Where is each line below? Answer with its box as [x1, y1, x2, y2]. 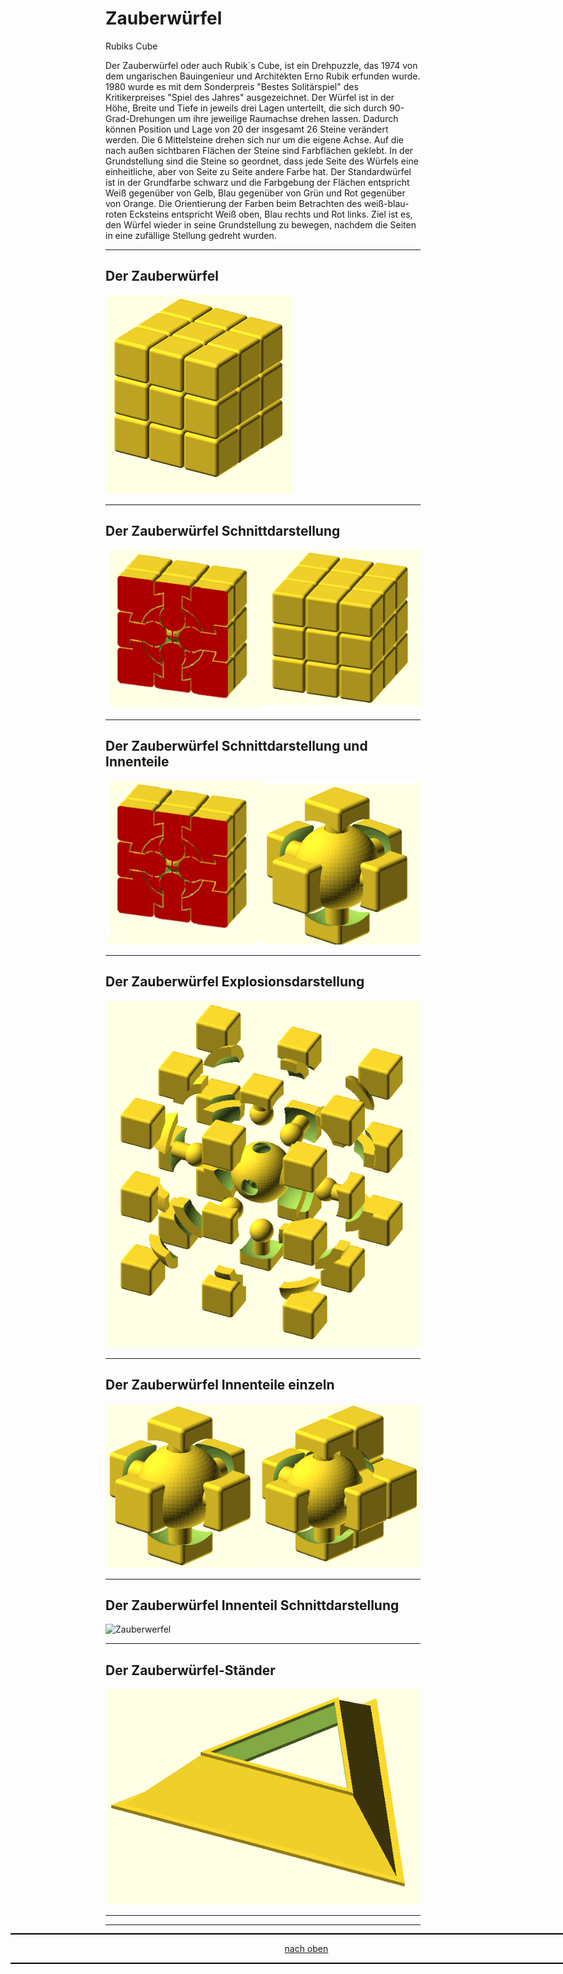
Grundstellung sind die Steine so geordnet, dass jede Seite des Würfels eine [105, 155, 419, 167]
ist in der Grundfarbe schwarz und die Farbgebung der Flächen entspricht [105, 176, 410, 188]
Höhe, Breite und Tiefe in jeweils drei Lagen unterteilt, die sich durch [105, 102, 388, 114]
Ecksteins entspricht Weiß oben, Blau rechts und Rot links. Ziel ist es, [129, 208, 413, 220]
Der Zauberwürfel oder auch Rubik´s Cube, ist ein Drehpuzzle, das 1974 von [105, 59, 418, 71]
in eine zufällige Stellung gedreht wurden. [105, 229, 277, 241]
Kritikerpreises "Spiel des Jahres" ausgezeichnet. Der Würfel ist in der [105, 91, 395, 103]
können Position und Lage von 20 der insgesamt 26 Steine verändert [105, 123, 389, 135]
